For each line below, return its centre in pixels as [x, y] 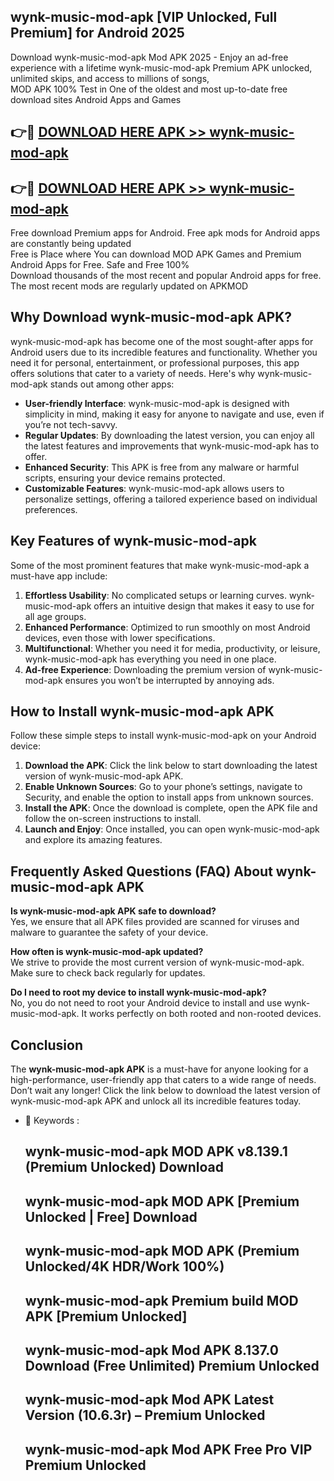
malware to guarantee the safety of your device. [109, 932]
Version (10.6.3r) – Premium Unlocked [145, 1415]
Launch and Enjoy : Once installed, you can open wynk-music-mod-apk [172, 829]
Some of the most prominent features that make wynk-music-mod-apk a [160, 565]
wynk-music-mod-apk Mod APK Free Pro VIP [168, 1449]
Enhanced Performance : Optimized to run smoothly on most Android [167, 627]
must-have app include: [59, 576]
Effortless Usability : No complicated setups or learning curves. [156, 595]
